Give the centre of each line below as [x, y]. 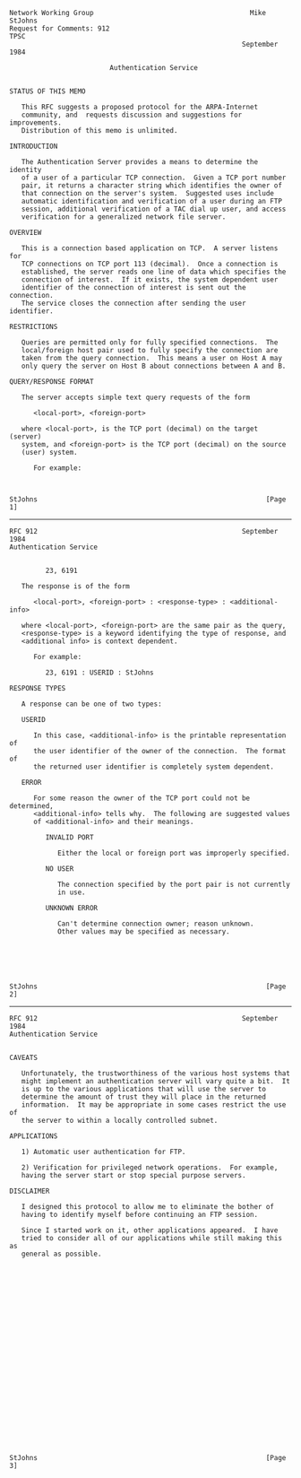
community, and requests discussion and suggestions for [132, 115]
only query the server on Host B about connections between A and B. [154, 366]
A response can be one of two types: [92, 704]
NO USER [60, 869]
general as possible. [61, 1254]
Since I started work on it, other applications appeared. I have [150, 1230]
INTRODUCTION [34, 146]
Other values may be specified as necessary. [143, 932]
